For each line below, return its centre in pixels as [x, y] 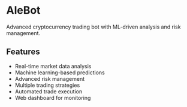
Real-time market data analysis [53, 66]
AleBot [23, 10]
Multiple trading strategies [47, 85]
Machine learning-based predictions [60, 73]
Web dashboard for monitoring [53, 97]
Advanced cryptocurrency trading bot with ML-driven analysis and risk [93, 27]
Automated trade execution [49, 91]
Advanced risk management [50, 78]
